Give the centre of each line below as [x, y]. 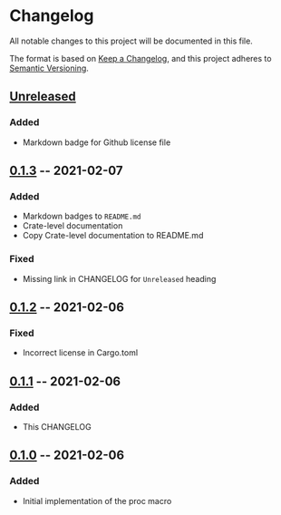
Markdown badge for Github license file [97, 142]
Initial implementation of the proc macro [97, 500]
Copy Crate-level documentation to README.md [113, 236]
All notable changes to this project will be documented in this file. [131, 41]
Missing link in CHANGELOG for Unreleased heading [119, 278]
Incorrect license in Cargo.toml [80, 353]
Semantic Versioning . [49, 68]
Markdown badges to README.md [82, 216]
